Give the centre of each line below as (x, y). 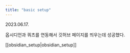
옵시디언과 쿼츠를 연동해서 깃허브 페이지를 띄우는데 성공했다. (65, 35)
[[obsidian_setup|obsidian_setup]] (41, 45)
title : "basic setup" (28, 10)
